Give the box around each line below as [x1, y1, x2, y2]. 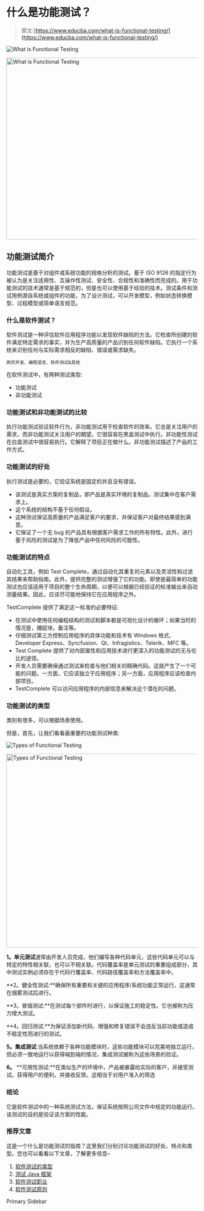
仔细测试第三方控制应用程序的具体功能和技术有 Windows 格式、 [15, 631, 175, 639]
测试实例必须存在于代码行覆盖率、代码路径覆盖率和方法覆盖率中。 [11, 968, 177, 976]
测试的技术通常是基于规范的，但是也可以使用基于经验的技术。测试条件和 [11, 284, 192, 291]
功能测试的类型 [6, 701, 50, 710]
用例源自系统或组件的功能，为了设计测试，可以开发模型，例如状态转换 [11, 291, 187, 299]
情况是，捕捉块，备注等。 [15, 624, 80, 631]
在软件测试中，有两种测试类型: [6, 371, 83, 378]
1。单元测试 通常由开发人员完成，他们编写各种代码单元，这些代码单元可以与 [6, 953, 195, 961]
